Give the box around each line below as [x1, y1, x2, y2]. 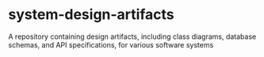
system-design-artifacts [8, 6, 174, 24]
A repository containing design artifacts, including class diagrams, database [8, 32, 257, 41]
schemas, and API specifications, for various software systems [8, 40, 214, 49]
